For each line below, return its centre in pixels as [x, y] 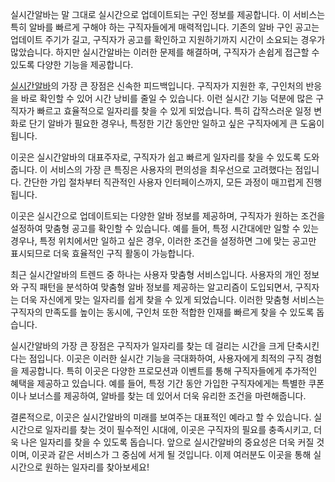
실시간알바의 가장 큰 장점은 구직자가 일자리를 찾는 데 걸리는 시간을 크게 [147, 346]
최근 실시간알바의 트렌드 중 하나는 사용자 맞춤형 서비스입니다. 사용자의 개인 [156, 274]
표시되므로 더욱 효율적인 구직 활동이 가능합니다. [102, 253]
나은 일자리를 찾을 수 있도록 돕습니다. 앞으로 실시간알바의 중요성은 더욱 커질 [167, 442]
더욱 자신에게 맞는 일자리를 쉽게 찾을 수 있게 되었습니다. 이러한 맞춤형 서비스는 [172, 299]
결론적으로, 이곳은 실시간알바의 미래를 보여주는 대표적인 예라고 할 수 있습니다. [161, 417]
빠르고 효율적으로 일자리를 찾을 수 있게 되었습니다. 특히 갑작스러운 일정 [174, 111]
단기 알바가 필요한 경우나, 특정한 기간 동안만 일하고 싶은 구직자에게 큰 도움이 [176, 123]
